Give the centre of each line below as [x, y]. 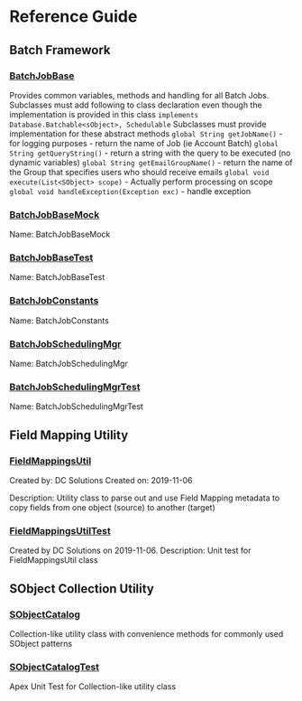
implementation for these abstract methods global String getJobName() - [146, 134]
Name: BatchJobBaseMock [60, 234]
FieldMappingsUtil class [54, 560]
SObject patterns [41, 644]
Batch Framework [60, 50]
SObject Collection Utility [82, 589]
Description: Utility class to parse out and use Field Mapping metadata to [145, 498]
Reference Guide [73, 17]
